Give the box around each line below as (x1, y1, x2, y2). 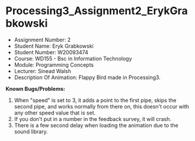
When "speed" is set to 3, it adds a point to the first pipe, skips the (14, 96, 177, 104)
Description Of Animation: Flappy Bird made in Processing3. (14, 74, 161, 81)
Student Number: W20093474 (14, 48, 88, 55)
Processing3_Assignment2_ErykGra (5, 4, 188, 18)
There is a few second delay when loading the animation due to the (14, 122, 178, 129)
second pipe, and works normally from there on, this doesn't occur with (14, 103, 190, 110)
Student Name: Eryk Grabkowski (14, 42, 94, 50)
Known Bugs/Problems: (5, 85, 66, 92)
